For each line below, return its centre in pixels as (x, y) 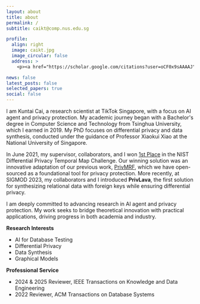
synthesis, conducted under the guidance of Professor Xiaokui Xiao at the (97, 137)
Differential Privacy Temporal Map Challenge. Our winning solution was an (97, 161)
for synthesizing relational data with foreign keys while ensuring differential (98, 186)
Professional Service (32, 270)
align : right (28, 45)
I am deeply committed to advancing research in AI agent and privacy (91, 204)
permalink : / (22, 23)
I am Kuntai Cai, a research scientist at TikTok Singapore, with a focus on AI (99, 111)
